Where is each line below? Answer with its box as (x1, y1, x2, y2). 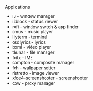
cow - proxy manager (12, 80, 56, 86)
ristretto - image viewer (12, 70, 59, 76)
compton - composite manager (12, 60, 74, 65)
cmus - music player (12, 29, 53, 34)
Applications (5, 4, 30, 10)
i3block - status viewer (12, 19, 58, 24)
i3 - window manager (12, 14, 55, 19)
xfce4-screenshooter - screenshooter (12, 75, 88, 81)
